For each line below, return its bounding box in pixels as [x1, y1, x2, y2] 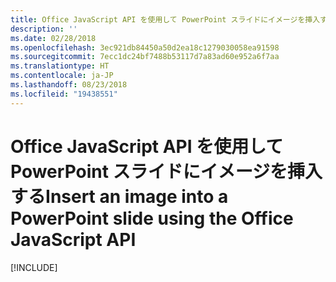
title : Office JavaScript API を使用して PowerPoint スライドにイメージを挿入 [10, 14, 321, 25]
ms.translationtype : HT [10, 61, 110, 71]
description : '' [10, 24, 78, 34]
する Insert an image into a [10, 185, 229, 208]
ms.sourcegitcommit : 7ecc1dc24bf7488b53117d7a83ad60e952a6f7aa [10, 52, 280, 62]
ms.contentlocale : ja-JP [10, 71, 114, 81]
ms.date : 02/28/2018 [10, 33, 97, 43]
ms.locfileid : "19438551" [10, 89, 118, 99]
